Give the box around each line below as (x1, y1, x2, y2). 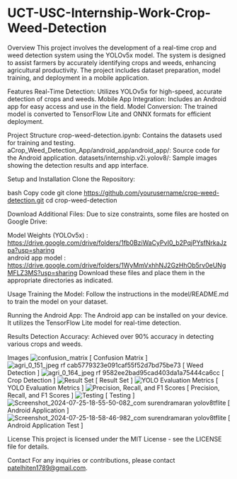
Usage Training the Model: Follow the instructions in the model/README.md (7, 289, 229, 298)
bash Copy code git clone (7, 188, 83, 197)
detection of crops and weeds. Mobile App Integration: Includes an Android (7, 94, 226, 103)
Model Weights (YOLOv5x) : (7, 231, 88, 239)
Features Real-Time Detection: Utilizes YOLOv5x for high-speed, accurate (7, 87, 223, 96)
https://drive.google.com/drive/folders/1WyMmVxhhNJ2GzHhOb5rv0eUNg (7, 260, 226, 270)
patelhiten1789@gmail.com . (7, 463, 88, 472)
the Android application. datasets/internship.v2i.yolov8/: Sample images (7, 154, 217, 162)
